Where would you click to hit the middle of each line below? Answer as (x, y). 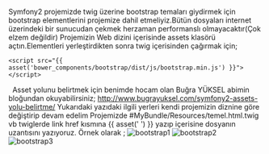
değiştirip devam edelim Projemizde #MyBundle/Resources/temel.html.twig (134, 115)
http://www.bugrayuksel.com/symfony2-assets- (178, 98)
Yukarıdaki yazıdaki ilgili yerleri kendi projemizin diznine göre (158, 107)
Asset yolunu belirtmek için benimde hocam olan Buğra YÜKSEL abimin (131, 89)
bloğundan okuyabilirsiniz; (52, 98)
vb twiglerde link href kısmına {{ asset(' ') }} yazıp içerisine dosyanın (122, 124)
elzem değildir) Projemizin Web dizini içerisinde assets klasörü (112, 37)
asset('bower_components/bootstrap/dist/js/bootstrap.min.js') (117, 68)
